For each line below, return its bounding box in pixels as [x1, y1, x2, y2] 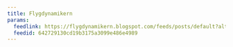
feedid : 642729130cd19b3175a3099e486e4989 [13, 29, 138, 37]
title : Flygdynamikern [7, 10, 73, 17]
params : [7, 17, 30, 23]
